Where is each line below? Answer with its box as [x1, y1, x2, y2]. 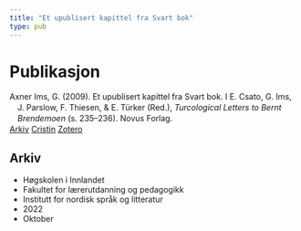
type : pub [9, 22, 47, 31]
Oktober [22, 213, 55, 224]
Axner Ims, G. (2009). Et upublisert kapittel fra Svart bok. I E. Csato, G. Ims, [9, 91, 292, 102]
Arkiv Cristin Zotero [9, 124, 83, 135]
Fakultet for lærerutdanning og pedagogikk [22, 184, 184, 194]
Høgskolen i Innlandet [22, 174, 105, 185]
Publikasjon [9, 61, 100, 82]
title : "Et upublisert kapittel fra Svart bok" [9, 13, 194, 23]
